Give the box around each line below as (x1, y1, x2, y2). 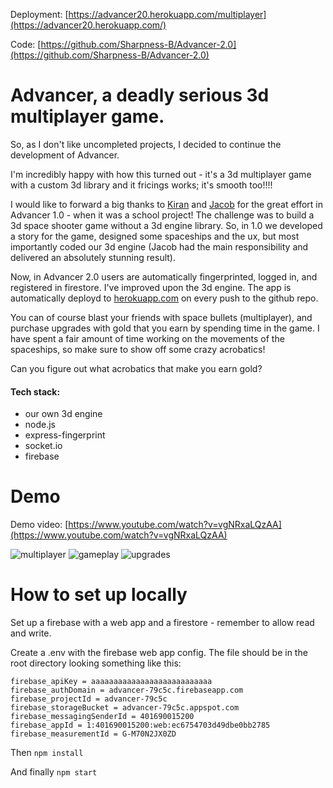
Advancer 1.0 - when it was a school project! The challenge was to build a (10, 209, 315, 221)
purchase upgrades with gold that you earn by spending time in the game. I (10, 322, 320, 334)
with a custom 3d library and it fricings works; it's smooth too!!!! (10, 179, 273, 191)
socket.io (24, 440, 63, 452)
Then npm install (10, 747, 84, 759)
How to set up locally (10, 584, 188, 606)
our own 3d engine (24, 408, 103, 420)
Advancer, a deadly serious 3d (10, 84, 270, 107)
